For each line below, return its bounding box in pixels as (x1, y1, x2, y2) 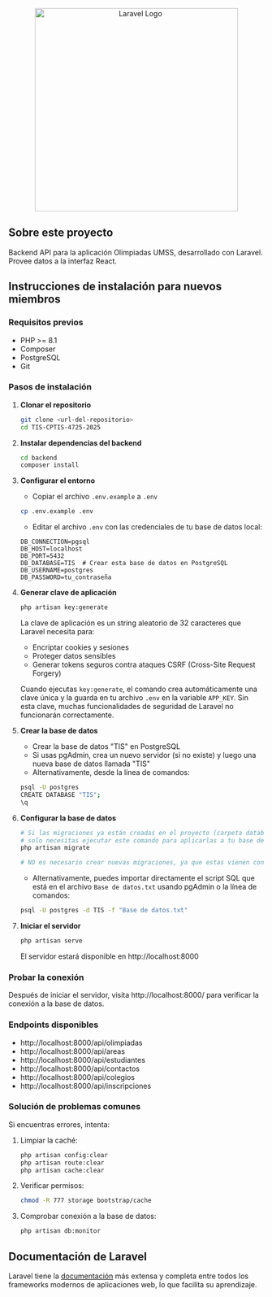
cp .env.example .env (19, 507, 93, 516)
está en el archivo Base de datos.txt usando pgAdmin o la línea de (32, 882, 257, 892)
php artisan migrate (19, 844, 90, 852)
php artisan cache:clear (19, 1166, 105, 1174)
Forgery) (32, 668, 62, 678)
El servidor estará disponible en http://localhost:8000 (19, 951, 199, 961)
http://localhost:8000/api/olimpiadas (19, 1038, 143, 1047)
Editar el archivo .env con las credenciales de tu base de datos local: (32, 522, 262, 532)
